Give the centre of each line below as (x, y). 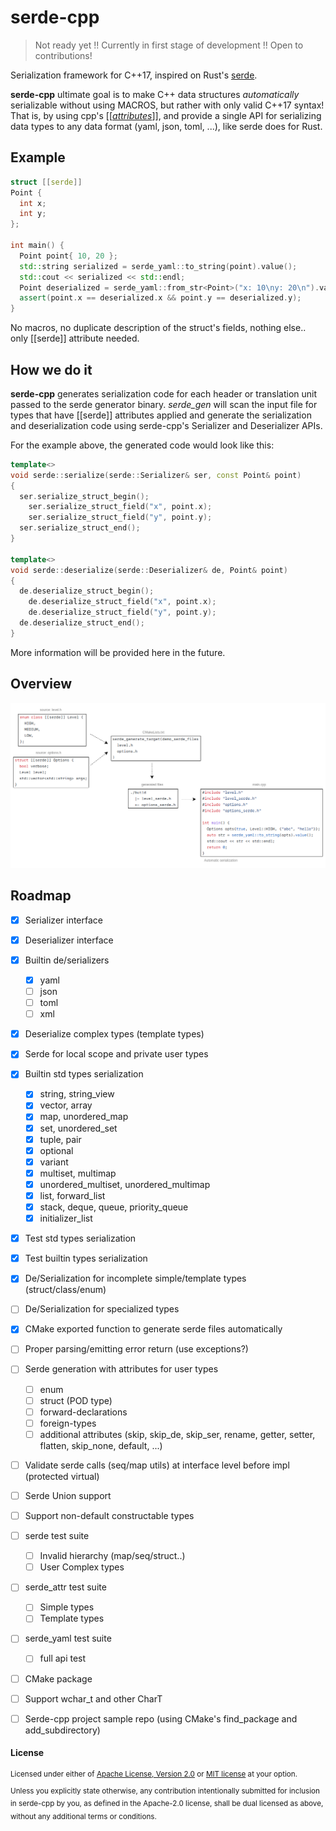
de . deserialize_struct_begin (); (87, 591)
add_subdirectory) (62, 1730)
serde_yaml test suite (68, 1638)
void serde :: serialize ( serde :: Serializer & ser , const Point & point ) (156, 475)
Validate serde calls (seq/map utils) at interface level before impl (157, 1465)
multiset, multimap (78, 1173)
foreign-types (68, 1423)
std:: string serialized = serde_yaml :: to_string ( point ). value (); (158, 266)
